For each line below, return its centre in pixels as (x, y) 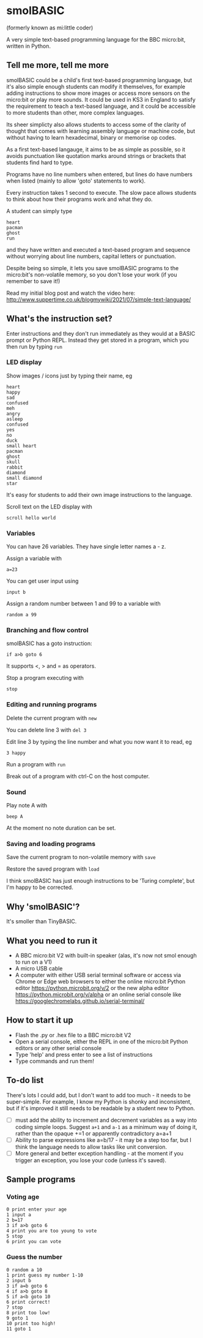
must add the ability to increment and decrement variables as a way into (106, 1120)
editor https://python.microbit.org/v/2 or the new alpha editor (92, 988)
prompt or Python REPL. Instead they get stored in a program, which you (98, 340)
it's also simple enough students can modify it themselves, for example (96, 86)
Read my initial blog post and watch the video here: (71, 293)
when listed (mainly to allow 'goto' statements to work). (76, 181)
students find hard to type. (40, 162)
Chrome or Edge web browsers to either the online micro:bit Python (100, 981)
